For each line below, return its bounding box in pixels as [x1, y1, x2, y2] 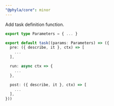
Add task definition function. [5, 21, 65, 27]
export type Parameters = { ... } [5, 31, 78, 36]
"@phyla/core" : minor [5, 7, 51, 13]
